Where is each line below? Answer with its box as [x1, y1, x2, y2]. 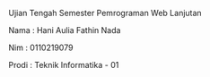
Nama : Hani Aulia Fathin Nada [8, 25, 121, 35]
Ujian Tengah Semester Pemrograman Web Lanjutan [8, 8, 203, 18]
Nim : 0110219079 [8, 42, 74, 53]
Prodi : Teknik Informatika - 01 [8, 60, 119, 70]
